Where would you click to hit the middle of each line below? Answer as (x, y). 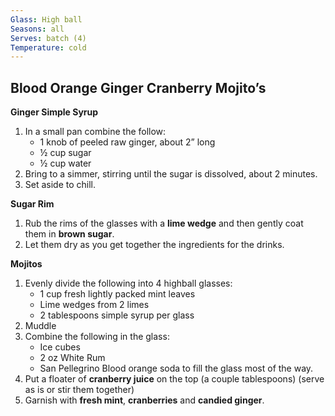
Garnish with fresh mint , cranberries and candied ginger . (144, 400)
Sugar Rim (32, 204)
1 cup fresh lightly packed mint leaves (117, 294)
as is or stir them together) (79, 390)
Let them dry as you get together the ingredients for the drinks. (154, 245)
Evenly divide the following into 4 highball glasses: (128, 283)
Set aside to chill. (60, 185)
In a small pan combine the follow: (95, 132)
